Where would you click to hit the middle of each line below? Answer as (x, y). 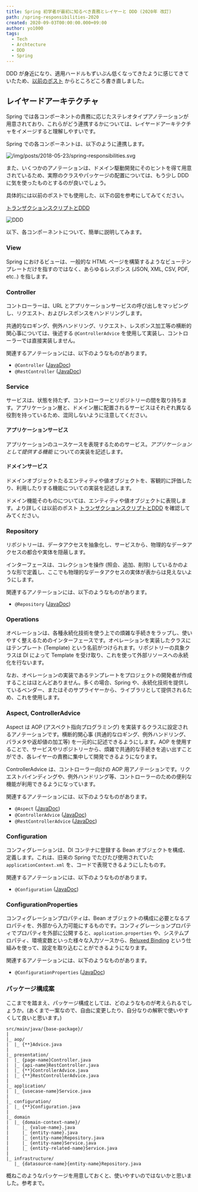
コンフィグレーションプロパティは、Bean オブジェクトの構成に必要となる (95, 918)
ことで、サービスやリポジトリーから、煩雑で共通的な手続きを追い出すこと (102, 749)
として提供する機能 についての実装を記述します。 (66, 452)
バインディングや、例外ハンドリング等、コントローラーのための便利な (107, 776)
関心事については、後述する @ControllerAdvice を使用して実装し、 (87, 333)
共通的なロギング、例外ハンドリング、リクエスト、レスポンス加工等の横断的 (99, 326)
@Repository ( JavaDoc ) (43, 604)
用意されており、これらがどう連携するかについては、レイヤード (83, 124)
